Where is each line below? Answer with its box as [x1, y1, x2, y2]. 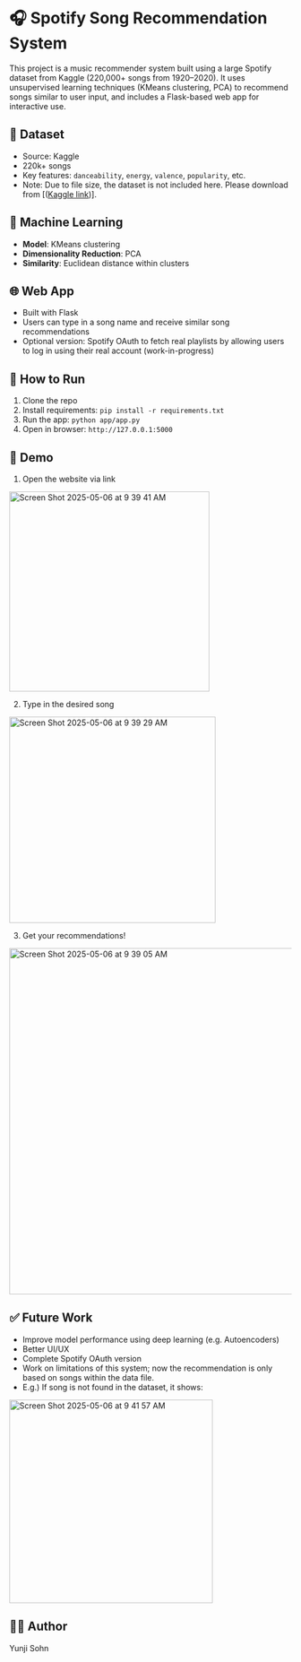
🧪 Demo [9, 450, 54, 465]
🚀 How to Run [9, 371, 86, 386]
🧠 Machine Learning [9, 215, 124, 230]
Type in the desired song [21, 699, 115, 709]
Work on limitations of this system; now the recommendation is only [21, 1363, 273, 1373]
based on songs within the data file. [21, 1372, 155, 1382]
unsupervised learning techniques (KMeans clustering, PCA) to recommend [9, 82, 288, 92]
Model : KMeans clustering [21, 238, 121, 249]
